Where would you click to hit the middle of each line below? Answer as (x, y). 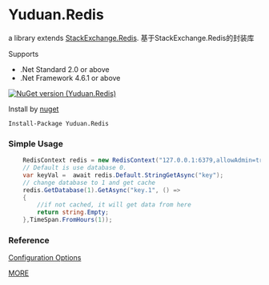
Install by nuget (34, 109)
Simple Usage (36, 143)
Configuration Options (45, 258)
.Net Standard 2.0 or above (64, 69)
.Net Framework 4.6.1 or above (70, 78)
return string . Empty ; (73, 213)
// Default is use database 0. (75, 168)
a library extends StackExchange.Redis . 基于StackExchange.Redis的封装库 (131, 38)
